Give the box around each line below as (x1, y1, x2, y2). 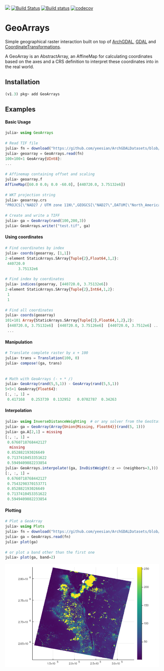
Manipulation (5, 339, 33, 345)
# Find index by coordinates (5, 277, 64, 282)
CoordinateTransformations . (5, 44, 61, 50)
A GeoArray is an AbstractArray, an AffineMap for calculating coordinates (5, 53, 153, 59)
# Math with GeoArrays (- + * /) (5, 376, 73, 381)
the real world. (5, 64, 34, 70)
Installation (5, 78, 40, 86)
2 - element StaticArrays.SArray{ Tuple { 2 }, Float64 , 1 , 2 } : (5, 256, 119, 261)
